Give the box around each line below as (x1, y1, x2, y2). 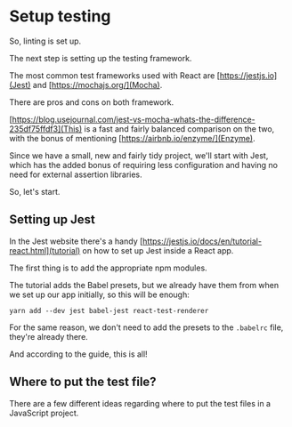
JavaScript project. (9, 407, 79, 418)
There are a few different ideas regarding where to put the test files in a (9, 398, 272, 408)
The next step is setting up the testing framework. (9, 52, 192, 63)
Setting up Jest (9, 212, 95, 228)
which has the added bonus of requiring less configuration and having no (9, 159, 279, 170)
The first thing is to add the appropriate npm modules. (9, 262, 207, 273)
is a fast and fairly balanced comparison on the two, (84, 123, 275, 134)
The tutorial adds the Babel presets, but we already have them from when (9, 279, 280, 290)
